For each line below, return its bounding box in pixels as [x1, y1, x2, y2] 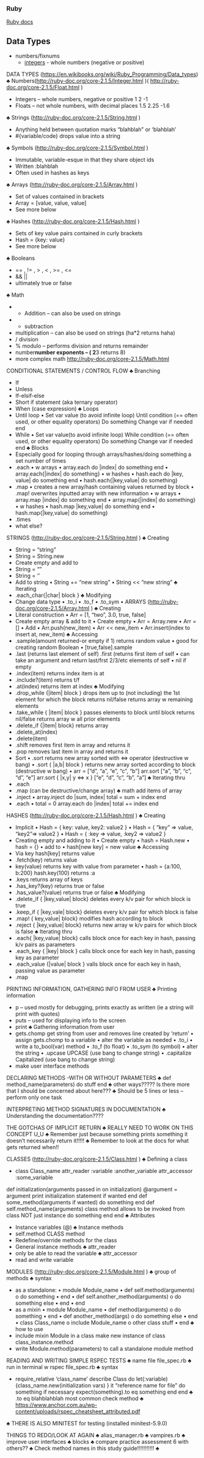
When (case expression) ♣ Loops [15, 405, 99, 412]
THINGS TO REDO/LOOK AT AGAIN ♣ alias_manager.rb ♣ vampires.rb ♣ [6, 1432, 186, 1439]
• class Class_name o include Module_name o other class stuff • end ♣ [15, 1319, 194, 1326]
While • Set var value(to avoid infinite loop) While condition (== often [15, 431, 189, 439]
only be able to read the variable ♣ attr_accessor [15, 1250, 137, 1257]
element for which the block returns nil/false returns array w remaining [15, 696, 194, 703]
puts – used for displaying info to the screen [15, 1017, 126, 1024]
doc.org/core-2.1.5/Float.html [6, 84, 80, 91]
